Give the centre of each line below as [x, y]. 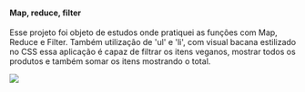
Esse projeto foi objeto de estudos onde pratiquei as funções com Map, [143, 32]
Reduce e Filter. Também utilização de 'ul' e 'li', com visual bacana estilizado [153, 42]
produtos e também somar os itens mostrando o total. [110, 61]
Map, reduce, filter [46, 13]
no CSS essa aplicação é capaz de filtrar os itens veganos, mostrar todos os [152, 52]
